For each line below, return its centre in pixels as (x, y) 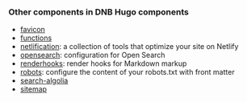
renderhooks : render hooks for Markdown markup (103, 63)
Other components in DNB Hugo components (99, 12)
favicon (33, 30)
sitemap (33, 89)
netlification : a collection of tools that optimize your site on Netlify (129, 47)
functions (36, 38)
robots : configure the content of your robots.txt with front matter (128, 72)
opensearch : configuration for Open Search (92, 55)
